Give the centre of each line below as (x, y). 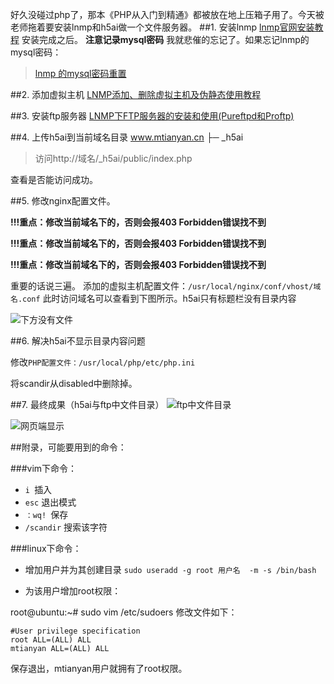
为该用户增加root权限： (73, 591)
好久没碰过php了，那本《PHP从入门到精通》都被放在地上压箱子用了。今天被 (167, 14)
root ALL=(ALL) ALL (51, 640)
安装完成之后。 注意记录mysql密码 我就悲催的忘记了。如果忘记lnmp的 (165, 39)
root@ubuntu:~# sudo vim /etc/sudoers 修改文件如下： (124, 612)
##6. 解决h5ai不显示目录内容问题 (78, 341)
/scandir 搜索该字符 (66, 527)
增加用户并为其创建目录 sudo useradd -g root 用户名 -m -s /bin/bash (170, 569)
